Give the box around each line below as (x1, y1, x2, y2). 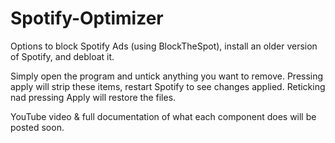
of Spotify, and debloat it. (10, 50, 115, 62)
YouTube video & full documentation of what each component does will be (10, 110, 317, 122)
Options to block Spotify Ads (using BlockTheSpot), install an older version (10, 40, 318, 52)
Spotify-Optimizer (10, 7, 164, 30)
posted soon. (10, 121, 65, 133)
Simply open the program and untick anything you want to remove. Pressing (10, 70, 324, 82)
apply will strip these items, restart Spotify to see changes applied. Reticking (10, 80, 326, 92)
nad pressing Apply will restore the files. (10, 91, 177, 103)
